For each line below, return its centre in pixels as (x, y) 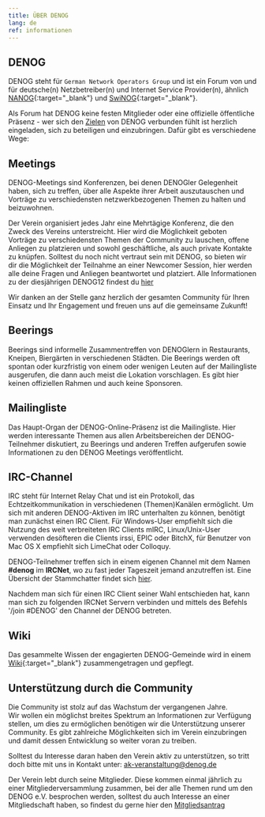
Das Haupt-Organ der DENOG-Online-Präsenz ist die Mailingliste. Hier (122, 427)
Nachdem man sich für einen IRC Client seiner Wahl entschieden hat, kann (129, 594)
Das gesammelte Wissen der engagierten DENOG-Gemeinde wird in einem (129, 655)
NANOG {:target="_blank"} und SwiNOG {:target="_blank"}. (103, 98)
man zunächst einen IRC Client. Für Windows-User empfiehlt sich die (120, 521)
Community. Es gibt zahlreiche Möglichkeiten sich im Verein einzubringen (127, 732)
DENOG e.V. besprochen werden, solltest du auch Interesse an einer (119, 796)
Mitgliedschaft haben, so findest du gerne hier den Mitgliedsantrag (117, 805)
